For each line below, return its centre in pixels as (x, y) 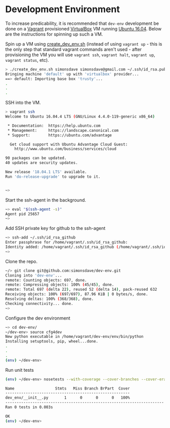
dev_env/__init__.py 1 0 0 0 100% (68, 398)
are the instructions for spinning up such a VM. (54, 34)
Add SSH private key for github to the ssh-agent (55, 228)
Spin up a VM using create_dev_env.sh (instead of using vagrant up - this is (84, 44)
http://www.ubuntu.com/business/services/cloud (65, 149)
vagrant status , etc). (27, 60)
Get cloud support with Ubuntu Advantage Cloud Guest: (69, 144)
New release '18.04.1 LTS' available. (46, 172)
